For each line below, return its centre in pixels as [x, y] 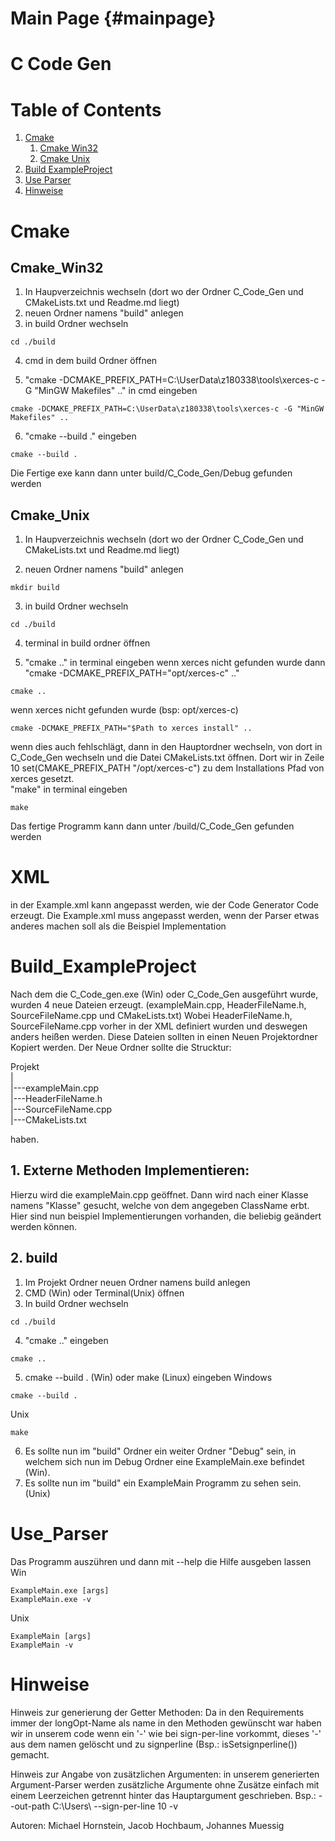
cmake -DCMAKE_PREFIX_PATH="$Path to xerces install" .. [131, 728]
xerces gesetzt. [42, 779]
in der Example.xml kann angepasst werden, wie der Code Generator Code [165, 905]
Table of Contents [86, 109]
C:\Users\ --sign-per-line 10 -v [115, 1806]
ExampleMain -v [42, 1645]
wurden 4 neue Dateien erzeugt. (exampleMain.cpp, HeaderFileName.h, [158, 1005]
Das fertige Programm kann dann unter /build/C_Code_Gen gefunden [152, 826]
